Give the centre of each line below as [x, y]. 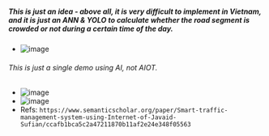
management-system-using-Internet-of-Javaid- [98, 117]
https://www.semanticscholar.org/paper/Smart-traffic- [134, 110]
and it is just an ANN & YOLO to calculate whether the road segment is [129, 19]
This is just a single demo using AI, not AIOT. [83, 67]
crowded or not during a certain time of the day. [91, 28]
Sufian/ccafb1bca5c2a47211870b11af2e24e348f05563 [106, 125]
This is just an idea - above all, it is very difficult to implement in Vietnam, [135, 11]
